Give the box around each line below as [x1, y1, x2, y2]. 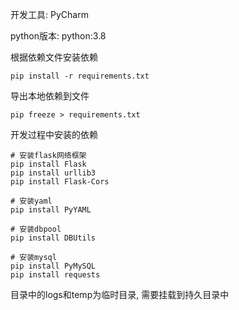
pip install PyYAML [10, 205, 92, 215]
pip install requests [10, 270, 101, 280]
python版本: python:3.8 [10, 30, 107, 42]
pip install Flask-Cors [10, 177, 110, 187]
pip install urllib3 [10, 168, 97, 178]
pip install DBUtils [10, 233, 97, 243]
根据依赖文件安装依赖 [10, 51, 98, 63]
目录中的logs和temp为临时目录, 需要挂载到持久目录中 [10, 289, 230, 300]
